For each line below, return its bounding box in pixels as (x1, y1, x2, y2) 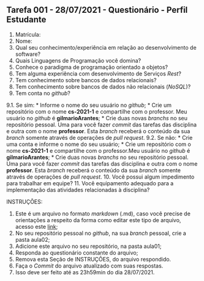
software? (15, 50, 41, 58)
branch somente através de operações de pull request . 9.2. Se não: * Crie (6, 134, 193, 141)
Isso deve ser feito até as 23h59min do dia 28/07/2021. (15, 268, 155, 275)
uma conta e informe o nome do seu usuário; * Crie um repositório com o (6, 140, 191, 148)
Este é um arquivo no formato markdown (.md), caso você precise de (15, 210, 191, 217)
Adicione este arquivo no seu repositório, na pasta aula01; (15, 242, 162, 250)
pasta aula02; (15, 236, 50, 243)
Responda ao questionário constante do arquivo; (15, 248, 138, 256)
